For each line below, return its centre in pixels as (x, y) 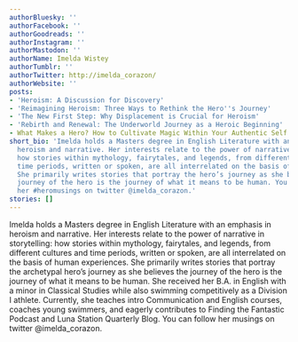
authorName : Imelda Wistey (59, 59)
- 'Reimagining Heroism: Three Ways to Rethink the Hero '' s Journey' (141, 108)
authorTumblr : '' (41, 68)
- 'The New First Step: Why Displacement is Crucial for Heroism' (134, 116)
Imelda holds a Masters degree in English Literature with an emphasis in (141, 224)
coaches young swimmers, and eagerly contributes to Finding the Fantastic (147, 309)
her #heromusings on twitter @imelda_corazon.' (107, 191)
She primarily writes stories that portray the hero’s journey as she (150, 174)
